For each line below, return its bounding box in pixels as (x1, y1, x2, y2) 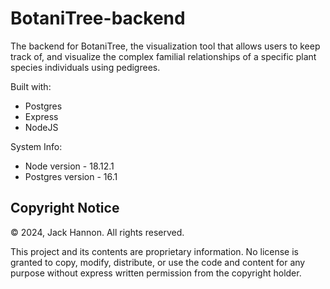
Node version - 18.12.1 (24, 160, 115, 172)
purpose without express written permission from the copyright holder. (10, 267, 302, 279)
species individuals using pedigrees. (10, 61, 161, 73)
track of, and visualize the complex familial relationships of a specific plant (10, 50, 317, 62)
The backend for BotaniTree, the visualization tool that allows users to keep (10, 40, 321, 52)
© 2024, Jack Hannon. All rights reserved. (10, 226, 185, 238)
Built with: (10, 80, 52, 92)
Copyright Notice (10, 200, 120, 217)
